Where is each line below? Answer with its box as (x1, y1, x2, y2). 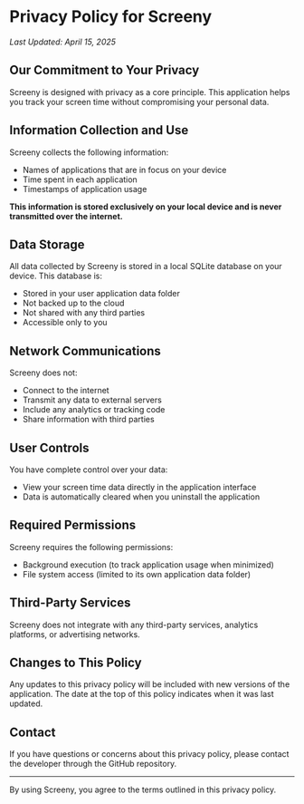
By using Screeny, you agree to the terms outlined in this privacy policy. (9, 784, 277, 795)
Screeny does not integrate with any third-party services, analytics (9, 619, 259, 630)
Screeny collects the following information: (9, 147, 169, 158)
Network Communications (9, 343, 161, 359)
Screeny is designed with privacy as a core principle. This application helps (9, 86, 291, 97)
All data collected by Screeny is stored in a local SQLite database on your (9, 261, 282, 272)
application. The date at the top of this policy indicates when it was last (9, 689, 274, 700)
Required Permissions (9, 518, 137, 533)
